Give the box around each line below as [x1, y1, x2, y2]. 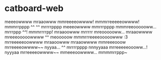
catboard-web [4, 3, 64, 14]
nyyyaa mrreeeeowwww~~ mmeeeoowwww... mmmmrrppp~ [4, 49, 128, 55]
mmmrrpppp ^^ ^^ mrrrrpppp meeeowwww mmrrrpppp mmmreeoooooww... [4, 24, 157, 29]
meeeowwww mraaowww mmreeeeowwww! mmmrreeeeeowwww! [4, 19, 140, 24]
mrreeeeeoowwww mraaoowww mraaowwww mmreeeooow [4, 39, 126, 45]
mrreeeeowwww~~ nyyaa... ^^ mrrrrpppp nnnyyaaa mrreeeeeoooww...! [4, 44, 148, 50]
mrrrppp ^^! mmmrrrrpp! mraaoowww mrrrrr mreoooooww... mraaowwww [4, 29, 153, 35]
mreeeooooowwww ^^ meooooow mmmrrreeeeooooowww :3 [4, 34, 128, 40]
